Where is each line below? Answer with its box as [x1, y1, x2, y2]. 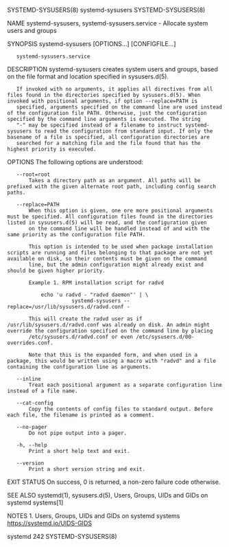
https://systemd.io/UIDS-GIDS [7, 519, 93, 527]
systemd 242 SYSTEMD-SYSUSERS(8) [7, 533, 118, 540]
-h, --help [16, 442, 48, 449]
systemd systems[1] [7, 498, 64, 506]
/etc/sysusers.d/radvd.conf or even [28, 333, 134, 340]
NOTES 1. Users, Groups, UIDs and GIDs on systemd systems [7, 512, 180, 520]
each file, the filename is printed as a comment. [7, 412, 155, 418]
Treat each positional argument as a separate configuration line [28, 381, 223, 388]
